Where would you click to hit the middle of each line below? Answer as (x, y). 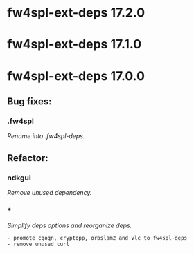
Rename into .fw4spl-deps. (46, 136)
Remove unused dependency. (50, 192)
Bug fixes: (29, 101)
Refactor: (28, 158)
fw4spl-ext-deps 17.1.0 (74, 45)
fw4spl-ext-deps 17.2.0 (76, 13)
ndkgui (19, 178)
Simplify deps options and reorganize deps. (70, 225)
